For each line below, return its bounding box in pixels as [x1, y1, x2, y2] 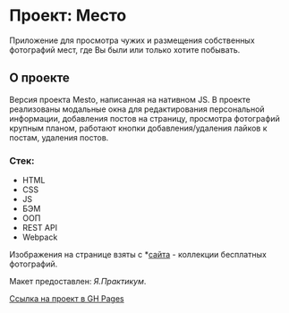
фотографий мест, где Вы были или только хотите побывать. [9, 44, 241, 55]
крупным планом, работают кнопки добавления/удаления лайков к [9, 123, 268, 133]
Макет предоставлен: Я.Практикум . [9, 276, 147, 287]
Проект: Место [9, 5, 127, 26]
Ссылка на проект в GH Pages [9, 293, 124, 304]
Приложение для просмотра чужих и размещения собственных [9, 35, 255, 46]
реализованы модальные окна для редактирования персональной [9, 104, 266, 114]
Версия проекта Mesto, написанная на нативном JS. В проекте [9, 94, 251, 105]
